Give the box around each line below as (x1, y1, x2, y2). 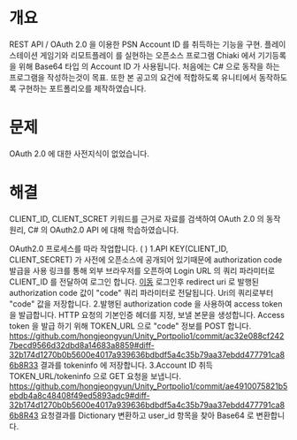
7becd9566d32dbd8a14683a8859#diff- (9, 339, 155, 350)
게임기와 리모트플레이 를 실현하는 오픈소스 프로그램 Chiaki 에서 (39, 49, 256, 60)
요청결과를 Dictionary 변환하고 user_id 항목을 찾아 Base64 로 (40, 410, 255, 421)
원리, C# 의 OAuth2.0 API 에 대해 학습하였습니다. (9, 224, 179, 235)
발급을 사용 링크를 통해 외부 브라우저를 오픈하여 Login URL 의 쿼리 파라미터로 (9, 265, 276, 276)
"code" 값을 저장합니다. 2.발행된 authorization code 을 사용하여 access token (9, 298, 283, 309)
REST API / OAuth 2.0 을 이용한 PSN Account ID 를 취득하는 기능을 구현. (9, 39, 263, 49)
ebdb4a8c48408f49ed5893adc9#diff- (9, 390, 150, 400)
